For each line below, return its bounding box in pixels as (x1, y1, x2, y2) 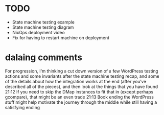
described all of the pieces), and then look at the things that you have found (5, 84, 158, 90)
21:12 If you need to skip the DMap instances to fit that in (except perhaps (5, 89, 154, 94)
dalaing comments (5, 52, 82, 63)
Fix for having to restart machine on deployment (12, 35, 110, 41)
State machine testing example (12, 19, 75, 25)
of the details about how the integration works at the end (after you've (5, 78, 146, 84)
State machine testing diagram (12, 24, 74, 30)
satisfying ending (5, 104, 40, 110)
